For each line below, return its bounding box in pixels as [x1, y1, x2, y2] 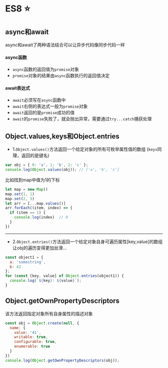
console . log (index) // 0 [14, 215, 68, 220]
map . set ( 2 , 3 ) [5, 196, 35, 201]
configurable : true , [14, 339, 57, 344]
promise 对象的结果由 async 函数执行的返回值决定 [12, 73, 110, 79]
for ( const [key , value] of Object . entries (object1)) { [5, 273, 124, 279]
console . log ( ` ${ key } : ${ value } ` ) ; [9, 278, 81, 283]
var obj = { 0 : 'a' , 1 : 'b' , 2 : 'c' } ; [5, 162, 88, 167]
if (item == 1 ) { [9, 210, 46, 215]
